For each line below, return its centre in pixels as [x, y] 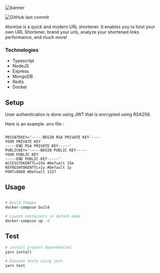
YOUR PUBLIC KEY [22, 155]
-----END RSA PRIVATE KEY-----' [38, 146]
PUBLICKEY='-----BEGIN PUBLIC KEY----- [46, 151]
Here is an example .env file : [35, 124]
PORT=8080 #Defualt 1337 [31, 172]
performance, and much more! [36, 37]
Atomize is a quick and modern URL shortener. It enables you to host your [80, 27]
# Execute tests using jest [34, 261]
